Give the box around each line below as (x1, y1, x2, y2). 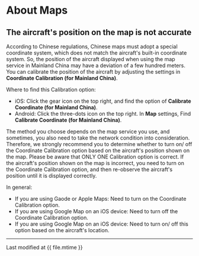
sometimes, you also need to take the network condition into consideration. (6, 134, 190, 141)
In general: (6, 184, 33, 191)
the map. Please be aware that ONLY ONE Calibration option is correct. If (6, 153, 184, 160)
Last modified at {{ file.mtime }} (6, 244, 83, 251)
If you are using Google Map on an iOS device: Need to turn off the (14, 208, 178, 214)
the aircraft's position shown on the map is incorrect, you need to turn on (6, 160, 185, 166)
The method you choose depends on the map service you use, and (6, 128, 170, 135)
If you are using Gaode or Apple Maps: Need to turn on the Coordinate (14, 195, 187, 202)
